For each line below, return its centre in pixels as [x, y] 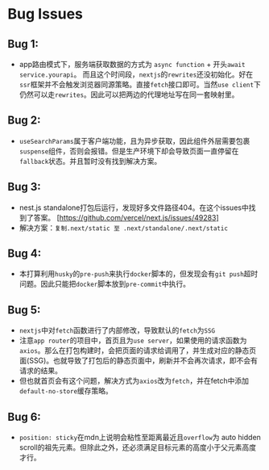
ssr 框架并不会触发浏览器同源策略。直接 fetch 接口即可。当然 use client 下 [140, 84]
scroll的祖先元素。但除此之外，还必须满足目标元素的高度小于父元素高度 [138, 447]
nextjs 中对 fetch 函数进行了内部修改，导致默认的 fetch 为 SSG [117, 330]
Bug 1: [23, 44]
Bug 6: [24, 417]
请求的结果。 [40, 371]
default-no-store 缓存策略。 [66, 391]
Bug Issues [46, 14]
